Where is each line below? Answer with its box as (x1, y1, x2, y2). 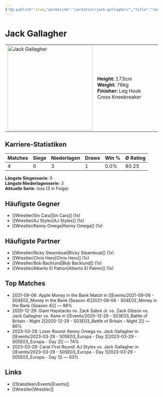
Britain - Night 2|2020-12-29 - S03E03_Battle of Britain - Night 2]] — (12, 318, 150, 324)
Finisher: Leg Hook (97, 87, 141, 94)
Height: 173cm (97, 75, 132, 82)
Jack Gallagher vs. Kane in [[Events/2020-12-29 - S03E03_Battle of (12, 313, 148, 318)
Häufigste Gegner (5, 199, 60, 208)
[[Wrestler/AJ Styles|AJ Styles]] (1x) (12, 218, 84, 224)
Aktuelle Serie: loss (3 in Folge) (5, 185, 69, 192)
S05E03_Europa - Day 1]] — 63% (12, 354, 79, 360)
